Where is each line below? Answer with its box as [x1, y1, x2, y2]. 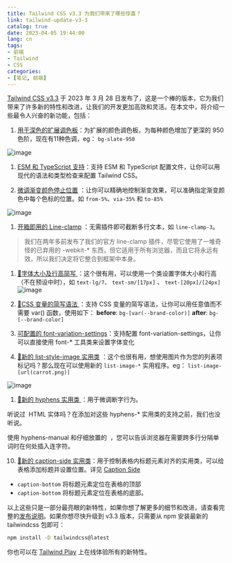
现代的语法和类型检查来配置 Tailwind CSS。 [17, 171, 142, 180]
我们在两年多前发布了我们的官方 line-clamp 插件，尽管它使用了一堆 [23, 238, 215, 246]
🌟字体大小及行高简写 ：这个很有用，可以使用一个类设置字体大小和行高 [17, 269, 217, 278]
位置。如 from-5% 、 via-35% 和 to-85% [59, 195, 164, 203]
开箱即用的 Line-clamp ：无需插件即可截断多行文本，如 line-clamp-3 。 [17, 222, 219, 231]
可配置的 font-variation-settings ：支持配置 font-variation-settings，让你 [17, 330, 222, 338]
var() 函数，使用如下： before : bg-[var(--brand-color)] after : [30, 309, 209, 317]
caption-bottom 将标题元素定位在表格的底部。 [17, 488, 147, 497]
